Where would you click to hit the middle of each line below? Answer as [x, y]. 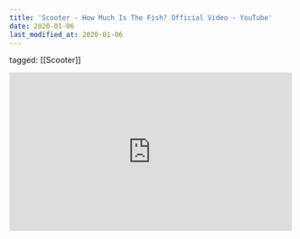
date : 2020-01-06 [42, 26]
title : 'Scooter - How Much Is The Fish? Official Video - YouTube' [141, 18]
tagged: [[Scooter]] [45, 60]
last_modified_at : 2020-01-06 [66, 34]
